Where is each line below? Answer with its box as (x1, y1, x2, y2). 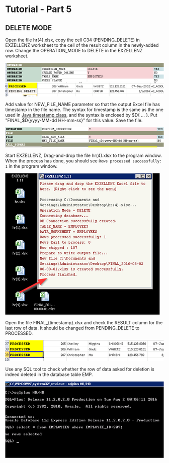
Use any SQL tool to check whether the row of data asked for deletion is (5, 366, 154, 373)
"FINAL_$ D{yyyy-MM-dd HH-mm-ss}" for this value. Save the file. (5, 117, 143, 123)
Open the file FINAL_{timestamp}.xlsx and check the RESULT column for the (5, 320, 163, 326)
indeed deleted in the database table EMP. (5, 372, 93, 378)
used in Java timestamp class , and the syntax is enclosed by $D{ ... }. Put (5, 112, 157, 118)
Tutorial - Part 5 (5, 4, 72, 15)
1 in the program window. (5, 163, 58, 169)
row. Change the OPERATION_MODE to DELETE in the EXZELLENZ (5, 48, 143, 53)
